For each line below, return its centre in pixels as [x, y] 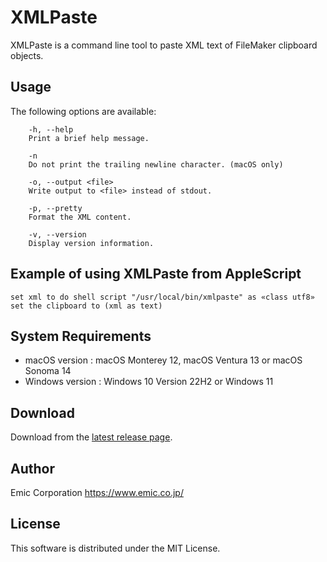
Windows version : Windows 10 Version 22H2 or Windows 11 [149, 382]
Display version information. [91, 243]
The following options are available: [83, 111]
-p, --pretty [55, 208]
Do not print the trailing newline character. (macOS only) [156, 164]
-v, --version [57, 234]
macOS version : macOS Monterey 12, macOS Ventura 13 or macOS [163, 360]
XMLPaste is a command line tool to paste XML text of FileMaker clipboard [164, 45]
